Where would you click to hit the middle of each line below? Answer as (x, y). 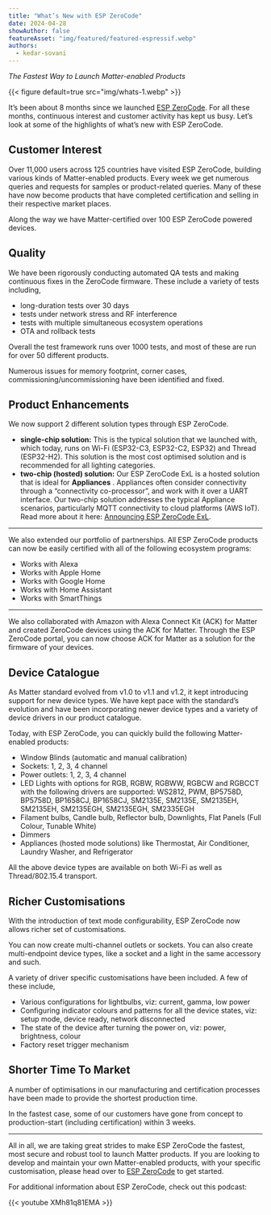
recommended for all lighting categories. (88, 465)
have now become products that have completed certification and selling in (133, 195)
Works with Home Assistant (66, 590)
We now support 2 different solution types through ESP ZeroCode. (119, 424)
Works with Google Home (63, 581)
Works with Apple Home (60, 572)
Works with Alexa (49, 564)
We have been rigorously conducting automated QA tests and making (124, 273)
